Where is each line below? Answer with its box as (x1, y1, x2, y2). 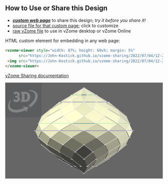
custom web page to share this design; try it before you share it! (12, 17, 146, 23)
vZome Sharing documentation (5, 72, 69, 79)
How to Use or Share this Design (5, 4, 107, 12)
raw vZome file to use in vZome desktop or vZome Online (12, 27, 131, 34)
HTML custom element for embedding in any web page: (5, 37, 120, 43)
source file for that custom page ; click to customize (12, 22, 118, 28)
